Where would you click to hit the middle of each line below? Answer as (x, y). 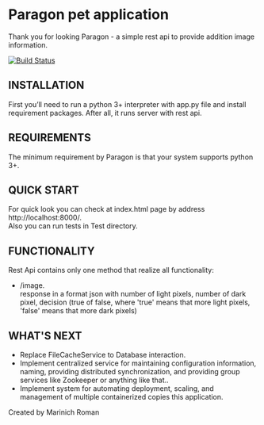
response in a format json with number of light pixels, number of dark (133, 294)
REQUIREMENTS (50, 138)
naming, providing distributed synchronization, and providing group (130, 371)
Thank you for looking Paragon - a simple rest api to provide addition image (132, 36)
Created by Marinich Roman (54, 412)
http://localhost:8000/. (45, 218)
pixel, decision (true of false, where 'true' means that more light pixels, (135, 302)
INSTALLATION (46, 85)
